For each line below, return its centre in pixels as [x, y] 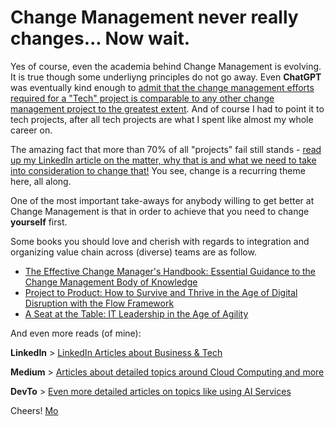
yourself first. [39, 222]
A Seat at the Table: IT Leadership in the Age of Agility [136, 313]
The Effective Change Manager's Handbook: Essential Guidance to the [170, 271]
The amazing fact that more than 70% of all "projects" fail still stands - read [166, 149]
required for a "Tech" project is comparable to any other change [142, 98]
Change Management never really [154, 17]
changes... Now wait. [100, 38]
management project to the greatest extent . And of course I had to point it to [167, 108]
